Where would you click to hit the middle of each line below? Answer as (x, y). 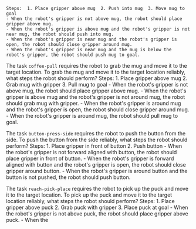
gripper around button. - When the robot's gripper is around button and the (97, 171)
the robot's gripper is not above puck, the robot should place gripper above (97, 214)
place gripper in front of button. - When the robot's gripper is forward (90, 158)
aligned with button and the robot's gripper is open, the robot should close (96, 165)
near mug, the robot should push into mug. (60, 34)
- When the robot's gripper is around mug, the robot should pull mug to (92, 116)
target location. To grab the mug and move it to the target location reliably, (96, 72)
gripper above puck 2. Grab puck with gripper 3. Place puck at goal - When (97, 207)
